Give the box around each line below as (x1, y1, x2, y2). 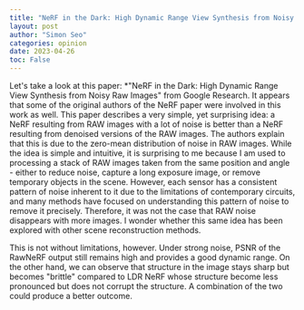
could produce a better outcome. (9, 291, 133, 301)
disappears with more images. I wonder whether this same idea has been (9, 215, 283, 226)
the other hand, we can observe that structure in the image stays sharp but (9, 262, 290, 272)
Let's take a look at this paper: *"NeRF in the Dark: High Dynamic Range (9, 81, 279, 91)
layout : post (9, 22, 59, 31)
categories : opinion (9, 38, 88, 48)
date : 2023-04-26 (9, 47, 75, 56)
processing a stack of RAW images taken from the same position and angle (9, 158, 290, 168)
